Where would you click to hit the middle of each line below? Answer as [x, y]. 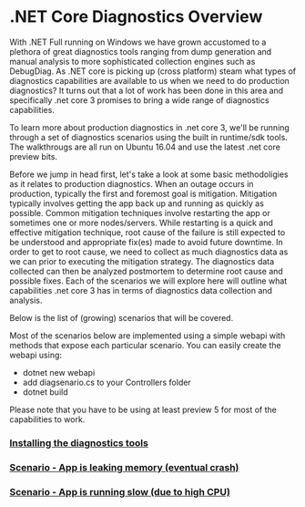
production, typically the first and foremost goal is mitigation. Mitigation [143, 193]
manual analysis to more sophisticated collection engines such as [132, 61]
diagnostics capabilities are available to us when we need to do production [149, 80]
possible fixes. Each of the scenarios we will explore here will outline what [148, 281]
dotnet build [45, 392]
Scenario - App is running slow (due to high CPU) [120, 491]
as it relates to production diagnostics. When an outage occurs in [132, 183]
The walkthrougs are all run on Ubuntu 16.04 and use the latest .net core [145, 147]
